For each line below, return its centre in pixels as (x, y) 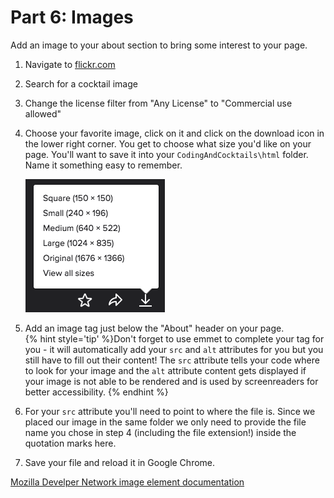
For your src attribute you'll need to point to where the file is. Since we (170, 411)
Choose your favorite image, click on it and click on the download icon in (174, 133)
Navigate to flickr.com (70, 64)
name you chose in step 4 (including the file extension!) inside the (160, 432)
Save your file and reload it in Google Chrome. (120, 462)
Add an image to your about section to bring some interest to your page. (159, 45)
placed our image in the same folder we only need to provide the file (165, 422)
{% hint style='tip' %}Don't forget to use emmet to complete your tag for (174, 338)
